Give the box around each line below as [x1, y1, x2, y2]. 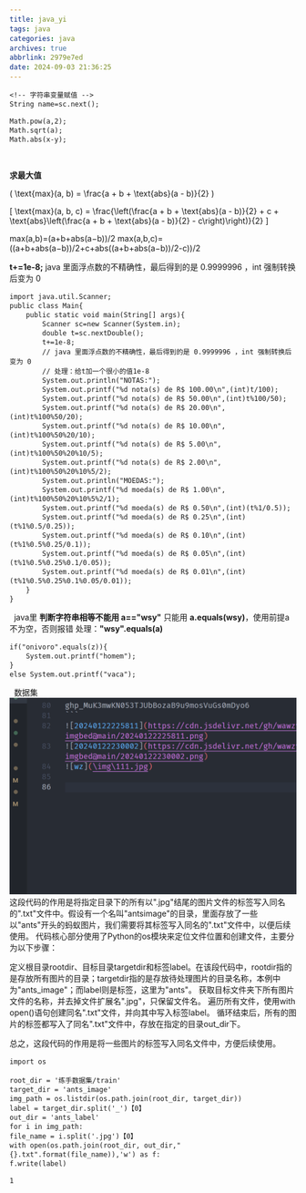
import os [9, 1057, 47, 1066]
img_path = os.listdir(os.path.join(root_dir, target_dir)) [9, 1094, 243, 1103]
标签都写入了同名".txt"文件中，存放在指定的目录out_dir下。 [25, 1018, 246, 1029]
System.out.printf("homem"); [25, 652, 137, 661]
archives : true [9, 44, 67, 53]
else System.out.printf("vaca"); [9, 670, 137, 679]
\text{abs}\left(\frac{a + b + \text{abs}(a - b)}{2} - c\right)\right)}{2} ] [9, 215, 269, 226]
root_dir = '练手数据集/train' [9, 1075, 121, 1085]
